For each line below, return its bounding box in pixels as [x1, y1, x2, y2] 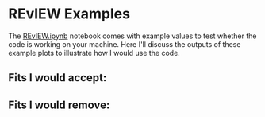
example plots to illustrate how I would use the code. [8, 48, 180, 57]
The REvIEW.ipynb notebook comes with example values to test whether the [8, 31, 257, 41]
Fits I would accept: [8, 71, 107, 84]
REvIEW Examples [8, 5, 131, 23]
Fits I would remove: [8, 98, 110, 111]
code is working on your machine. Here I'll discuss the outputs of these [8, 39, 241, 49]
